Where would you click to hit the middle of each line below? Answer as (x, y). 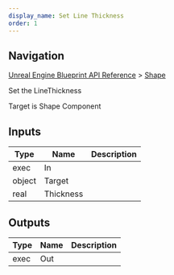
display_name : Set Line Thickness (66, 16)
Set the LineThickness (45, 91)
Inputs (25, 131)
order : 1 (23, 23)
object (24, 181)
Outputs (29, 222)
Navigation (36, 56)
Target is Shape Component (55, 106)
